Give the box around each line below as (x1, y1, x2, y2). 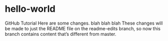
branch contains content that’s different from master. (5, 31, 117, 37)
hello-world (5, 3, 56, 15)
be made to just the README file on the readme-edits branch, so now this (5, 25, 161, 31)
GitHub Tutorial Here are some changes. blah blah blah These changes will (5, 20, 163, 26)
